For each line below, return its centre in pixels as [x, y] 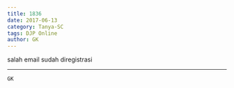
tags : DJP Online [32, 33]
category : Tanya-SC [36, 27]
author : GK [23, 40]
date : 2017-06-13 [32, 20]
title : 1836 [24, 14]
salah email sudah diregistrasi [50, 59]
